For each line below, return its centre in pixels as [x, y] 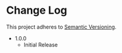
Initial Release [41, 45]
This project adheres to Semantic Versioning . [61, 27]
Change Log [37, 10]
